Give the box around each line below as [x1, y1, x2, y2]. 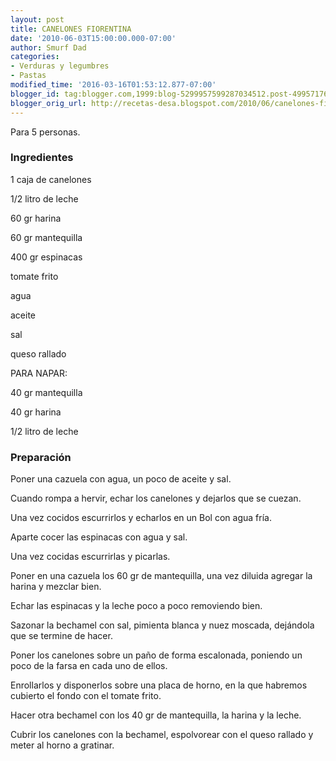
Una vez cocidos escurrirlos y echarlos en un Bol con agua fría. [10, 512, 272, 524]
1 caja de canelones [10, 173, 92, 185]
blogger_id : [10, 89, 60, 99]
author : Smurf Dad [10, 42, 87, 53]
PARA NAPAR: [10, 367, 68, 379]
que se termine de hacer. [10, 630, 113, 642]
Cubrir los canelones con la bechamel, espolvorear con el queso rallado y [10, 729, 314, 741]
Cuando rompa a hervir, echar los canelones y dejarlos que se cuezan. [10, 492, 302, 505]
